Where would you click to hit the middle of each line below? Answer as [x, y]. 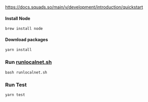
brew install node [24, 29]
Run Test [16, 84]
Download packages [27, 39]
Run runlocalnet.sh [28, 62]
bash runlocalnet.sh [26, 72]
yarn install [18, 50]
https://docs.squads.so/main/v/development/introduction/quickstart [74, 7]
